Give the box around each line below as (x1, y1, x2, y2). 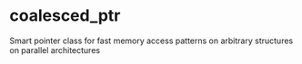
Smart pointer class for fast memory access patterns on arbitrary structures (9, 35, 294, 46)
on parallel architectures (9, 44, 101, 55)
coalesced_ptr (9, 5, 121, 26)
